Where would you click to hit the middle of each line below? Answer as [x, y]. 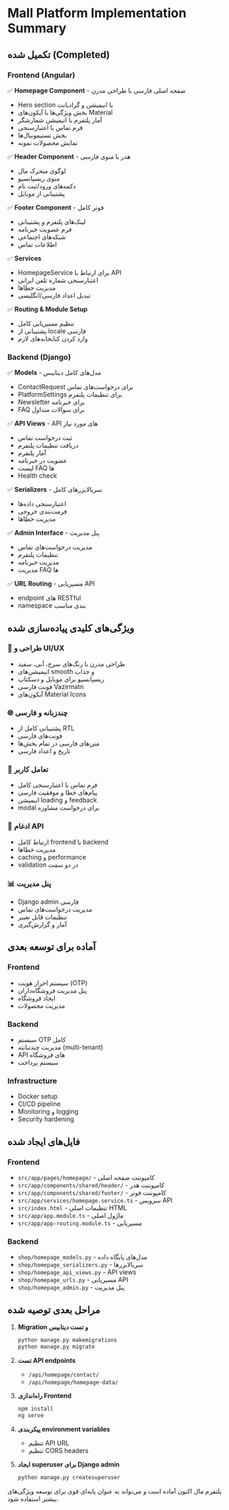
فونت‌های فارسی [40, 736]
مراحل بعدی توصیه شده [54, 1310]
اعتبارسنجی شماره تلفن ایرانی [58, 280]
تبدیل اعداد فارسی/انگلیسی [54, 295]
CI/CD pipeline [39, 1104]
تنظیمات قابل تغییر [42, 917]
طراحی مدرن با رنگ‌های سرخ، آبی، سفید [71, 664]
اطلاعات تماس [37, 244]
